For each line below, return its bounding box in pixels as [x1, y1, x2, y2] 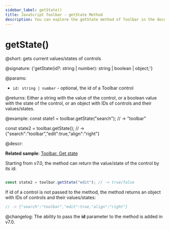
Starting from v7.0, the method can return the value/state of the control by [5, 160, 159, 167]
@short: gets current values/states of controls [5, 55, 101, 61]
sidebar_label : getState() [5, 7, 62, 13]
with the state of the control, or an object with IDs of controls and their [5, 100, 152, 107]
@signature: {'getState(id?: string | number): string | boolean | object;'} [5, 66, 153, 72]
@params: [5, 75, 27, 81]
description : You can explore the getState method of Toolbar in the [5, 17, 155, 22]
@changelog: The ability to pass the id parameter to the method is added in [5, 214, 163, 220]
